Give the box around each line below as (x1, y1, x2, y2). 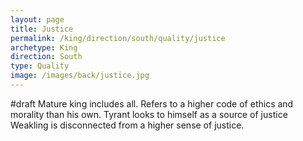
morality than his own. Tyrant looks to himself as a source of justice (10, 108, 288, 120)
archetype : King (10, 42, 78, 53)
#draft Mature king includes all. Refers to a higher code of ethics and (10, 97, 294, 110)
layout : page (10, 14, 65, 25)
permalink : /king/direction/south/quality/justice (10, 33, 226, 43)
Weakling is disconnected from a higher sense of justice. (10, 119, 245, 131)
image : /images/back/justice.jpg (10, 71, 150, 81)
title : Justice (10, 24, 74, 34)
